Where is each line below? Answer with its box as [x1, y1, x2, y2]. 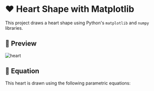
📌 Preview [5, 40, 37, 48]
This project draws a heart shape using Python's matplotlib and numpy [5, 20, 149, 26]
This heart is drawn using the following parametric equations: [5, 80, 131, 86]
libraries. [5, 25, 23, 31]
